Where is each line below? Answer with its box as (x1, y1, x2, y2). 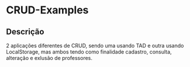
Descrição (6, 27, 44, 37)
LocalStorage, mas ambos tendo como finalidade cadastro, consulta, (6, 48, 172, 55)
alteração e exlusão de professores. (6, 55, 92, 61)
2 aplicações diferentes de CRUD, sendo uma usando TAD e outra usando (6, 42, 184, 49)
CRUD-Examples (6, 3, 89, 17)
